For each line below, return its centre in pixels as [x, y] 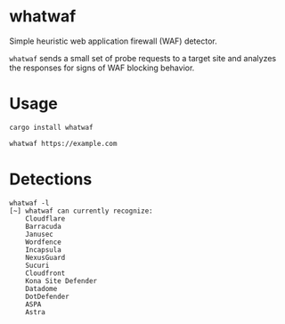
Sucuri [37, 265]
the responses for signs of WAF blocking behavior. [102, 68]
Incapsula [44, 250]
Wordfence [44, 242]
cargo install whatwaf [51, 127]
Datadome [41, 288]
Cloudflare [45, 219]
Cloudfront [45, 273]
